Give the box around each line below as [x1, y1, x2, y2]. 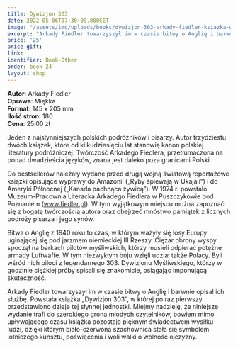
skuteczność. [7, 274, 47, 282]
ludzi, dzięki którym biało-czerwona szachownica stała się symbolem [7, 325, 210, 333]
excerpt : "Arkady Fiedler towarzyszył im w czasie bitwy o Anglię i [7, 30, 214, 38]
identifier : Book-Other [7, 57, 78, 64]
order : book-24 [7, 63, 52, 70]
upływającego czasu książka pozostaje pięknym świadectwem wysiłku [7, 317, 214, 326]
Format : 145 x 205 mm [7, 104, 74, 113]
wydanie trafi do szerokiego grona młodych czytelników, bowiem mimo [7, 310, 215, 318]
